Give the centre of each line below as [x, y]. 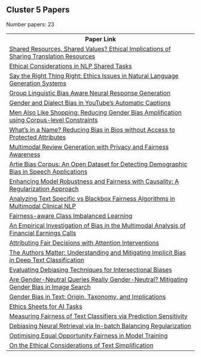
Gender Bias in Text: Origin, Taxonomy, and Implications [88, 297]
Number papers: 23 [31, 24]
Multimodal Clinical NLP [43, 206]
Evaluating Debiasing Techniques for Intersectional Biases [91, 270]
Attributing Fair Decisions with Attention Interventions [84, 243]
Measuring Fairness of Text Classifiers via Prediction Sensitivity [98, 316]
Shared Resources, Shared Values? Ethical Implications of [90, 49]
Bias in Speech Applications [48, 171]
